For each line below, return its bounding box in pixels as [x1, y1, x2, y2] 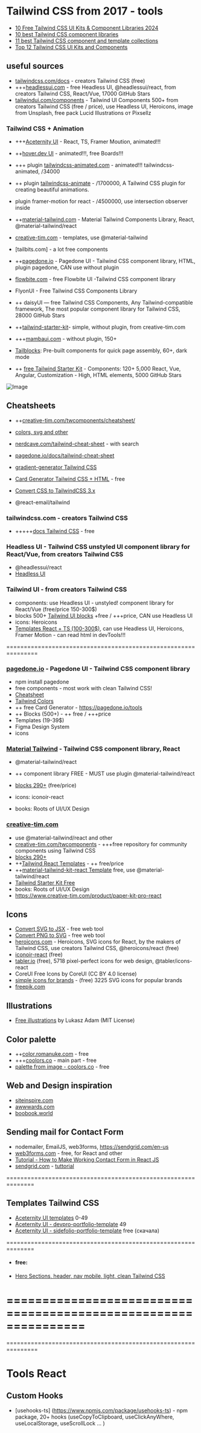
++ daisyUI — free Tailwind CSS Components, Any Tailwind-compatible [14, 299, 193, 306]
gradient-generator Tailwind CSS [14, 464, 97, 471]
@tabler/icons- [155, 957, 193, 965]
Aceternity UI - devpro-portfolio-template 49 [14, 1220, 127, 1228]
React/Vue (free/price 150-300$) [14, 606, 98, 613]
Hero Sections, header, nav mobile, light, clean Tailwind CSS [14, 1272, 165, 1279]
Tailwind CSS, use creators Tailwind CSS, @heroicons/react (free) [14, 945, 179, 952]
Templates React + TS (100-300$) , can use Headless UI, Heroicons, [14, 624, 184, 632]
